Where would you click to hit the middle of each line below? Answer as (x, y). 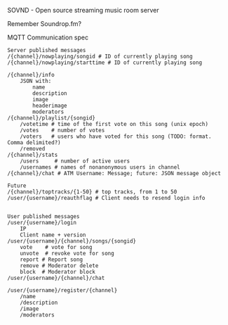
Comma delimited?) (34, 143)
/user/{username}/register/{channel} (62, 291)
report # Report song (51, 260)
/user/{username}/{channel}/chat (56, 278)
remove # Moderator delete (59, 266)
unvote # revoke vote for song (67, 253)
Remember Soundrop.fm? (45, 24)
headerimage (50, 106)
